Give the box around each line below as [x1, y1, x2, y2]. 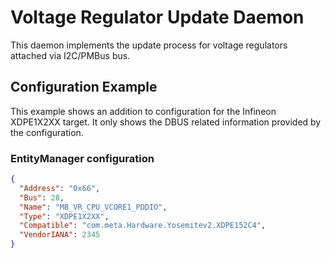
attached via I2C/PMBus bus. [10, 49, 131, 61]
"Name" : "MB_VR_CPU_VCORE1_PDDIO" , [19, 202, 168, 212]
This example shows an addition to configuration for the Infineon [10, 105, 277, 117]
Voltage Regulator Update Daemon [10, 6, 305, 29]
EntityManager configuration [10, 151, 155, 165]
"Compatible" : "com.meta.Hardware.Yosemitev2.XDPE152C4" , [19, 221, 267, 231]
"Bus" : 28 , [19, 192, 65, 203]
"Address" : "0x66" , [19, 183, 101, 193]
